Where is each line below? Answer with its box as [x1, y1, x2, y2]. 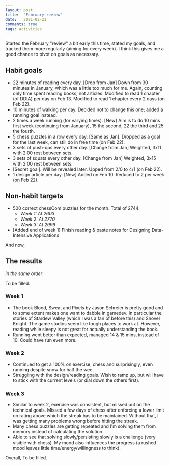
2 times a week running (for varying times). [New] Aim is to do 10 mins [12, 117, 160, 123]
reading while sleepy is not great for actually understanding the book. [12, 326, 159, 332]
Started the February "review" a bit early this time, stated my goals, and [5, 40, 156, 46]
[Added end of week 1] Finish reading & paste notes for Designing [12, 227, 151, 233]
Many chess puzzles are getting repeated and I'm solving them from [12, 423, 156, 429]
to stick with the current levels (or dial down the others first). [12, 377, 140, 383]
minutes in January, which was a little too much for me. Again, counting [12, 85, 163, 91]
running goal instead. [12, 112, 58, 118]
